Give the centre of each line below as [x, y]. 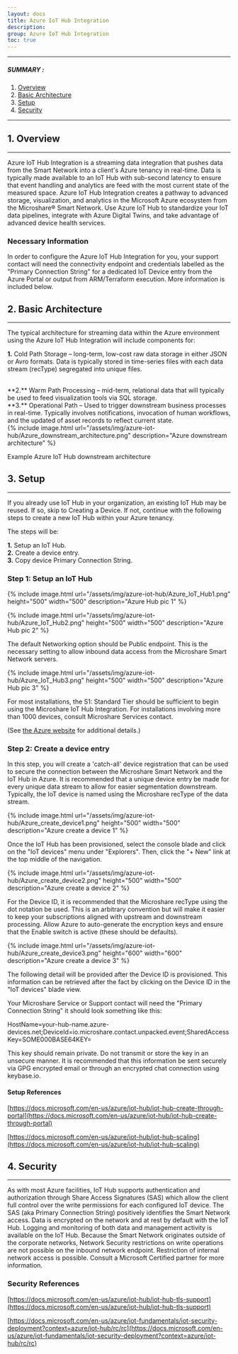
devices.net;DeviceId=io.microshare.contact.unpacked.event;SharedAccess [118, 1032]
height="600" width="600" [142, 953]
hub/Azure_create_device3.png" [54, 953]
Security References [44, 1284]
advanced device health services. [57, 222]
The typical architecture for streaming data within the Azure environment [114, 333]
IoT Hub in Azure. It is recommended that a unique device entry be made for [118, 779]
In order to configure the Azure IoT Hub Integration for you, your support [113, 256]
